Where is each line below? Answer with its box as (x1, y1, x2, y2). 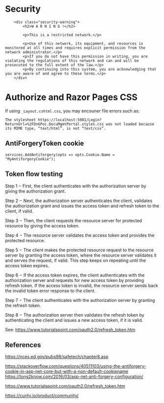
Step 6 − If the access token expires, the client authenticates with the (5, 272, 145, 278)
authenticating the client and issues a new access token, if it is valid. (5, 317, 143, 323)
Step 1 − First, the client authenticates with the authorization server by (5, 183, 146, 189)
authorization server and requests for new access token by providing (5, 277, 144, 283)
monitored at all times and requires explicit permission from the (5, 45, 146, 50)
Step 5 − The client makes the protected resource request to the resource (5, 247, 154, 253)
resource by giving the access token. (5, 223, 80, 228)
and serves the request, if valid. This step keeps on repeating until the (5, 257, 146, 263)
